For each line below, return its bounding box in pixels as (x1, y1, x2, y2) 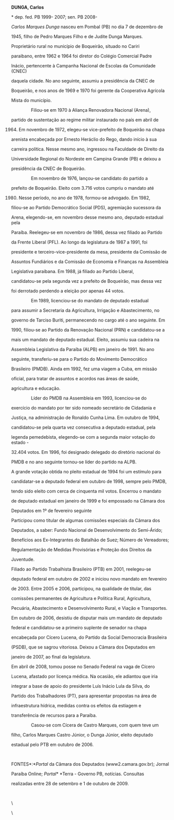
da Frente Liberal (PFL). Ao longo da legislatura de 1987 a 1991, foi (11, 239, 148, 245)
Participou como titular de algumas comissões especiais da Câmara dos (11, 518, 160, 523)
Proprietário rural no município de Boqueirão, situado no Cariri (11, 43, 140, 49)
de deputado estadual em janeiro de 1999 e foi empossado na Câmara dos (11, 498, 165, 504)
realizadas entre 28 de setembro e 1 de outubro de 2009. (11, 781, 129, 786)
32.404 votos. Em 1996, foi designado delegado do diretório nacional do (11, 449, 160, 455)
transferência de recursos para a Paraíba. (11, 712, 97, 718)
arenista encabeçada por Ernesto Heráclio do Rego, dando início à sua (11, 136, 157, 142)
